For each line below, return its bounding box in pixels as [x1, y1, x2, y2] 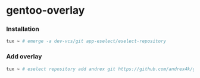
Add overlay [6, 52, 42, 61]
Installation [6, 25, 40, 33]
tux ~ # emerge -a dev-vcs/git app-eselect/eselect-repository [6, 38, 167, 45]
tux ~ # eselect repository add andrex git [6, 66, 116, 72]
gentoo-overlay [6, 4, 85, 17]
